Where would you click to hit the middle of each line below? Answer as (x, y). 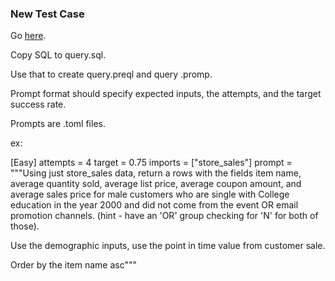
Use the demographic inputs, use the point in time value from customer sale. (168, 246)
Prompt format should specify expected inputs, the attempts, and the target (166, 94)
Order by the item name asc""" (74, 265)
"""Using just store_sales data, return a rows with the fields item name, (156, 173)
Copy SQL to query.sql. (58, 55)
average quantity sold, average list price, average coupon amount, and (156, 184)
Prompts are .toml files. (58, 124)
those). (25, 226)
